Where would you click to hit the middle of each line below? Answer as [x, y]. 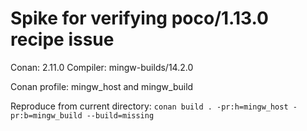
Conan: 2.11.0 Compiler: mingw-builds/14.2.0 [102, 67]
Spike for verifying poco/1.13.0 [139, 18]
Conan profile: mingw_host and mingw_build [102, 86]
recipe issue [62, 39]
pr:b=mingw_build [46, 115]
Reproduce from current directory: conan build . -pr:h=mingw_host [149, 106]
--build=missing [120, 115]
